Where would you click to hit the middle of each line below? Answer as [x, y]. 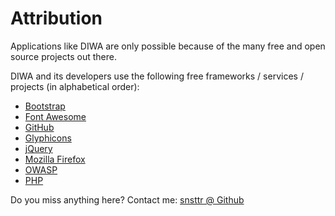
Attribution [56, 18]
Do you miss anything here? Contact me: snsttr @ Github [127, 199]
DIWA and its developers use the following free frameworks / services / [157, 76]
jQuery [38, 148]
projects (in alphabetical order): [75, 86]
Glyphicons [48, 138]
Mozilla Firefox [55, 159]
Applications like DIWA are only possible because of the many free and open [168, 46]
